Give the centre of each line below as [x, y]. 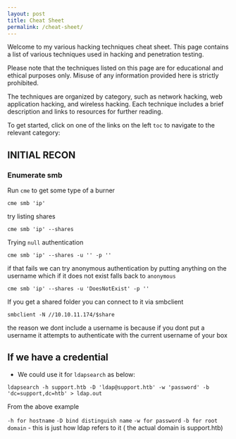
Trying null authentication [45, 242]
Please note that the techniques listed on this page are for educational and [115, 68]
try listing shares [31, 216]
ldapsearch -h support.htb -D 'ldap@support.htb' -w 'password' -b [108, 387]
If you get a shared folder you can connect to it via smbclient [95, 302]
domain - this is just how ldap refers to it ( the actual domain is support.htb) [115, 428]
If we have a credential [58, 358]
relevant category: [34, 133]
